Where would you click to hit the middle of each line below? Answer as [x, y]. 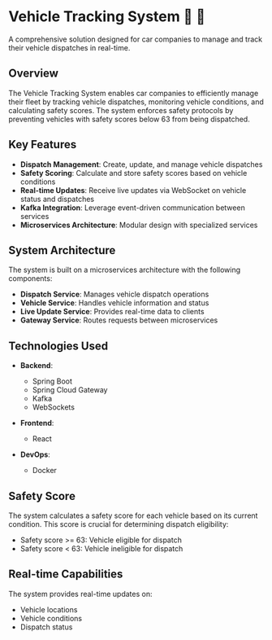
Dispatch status [46, 627]
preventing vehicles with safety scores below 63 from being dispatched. [129, 119]
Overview [34, 74]
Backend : [37, 366]
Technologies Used [58, 346]
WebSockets [54, 407]
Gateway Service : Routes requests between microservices [119, 320]
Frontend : [37, 423]
